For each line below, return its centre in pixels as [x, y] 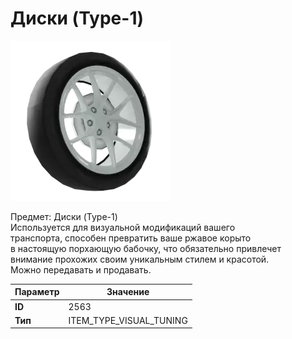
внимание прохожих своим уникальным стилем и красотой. [140, 259]
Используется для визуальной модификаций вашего [123, 227]
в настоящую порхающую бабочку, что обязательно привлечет [146, 248]
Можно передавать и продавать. [81, 269]
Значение [128, 292]
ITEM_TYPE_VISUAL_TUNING [128, 320]
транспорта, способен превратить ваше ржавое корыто [131, 238]
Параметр [37, 292]
